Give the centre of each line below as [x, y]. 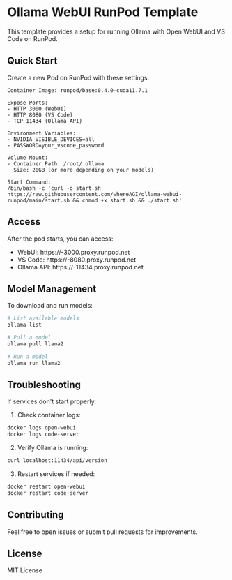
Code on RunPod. [32, 38]
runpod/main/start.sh [39, 200]
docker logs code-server [43, 434]
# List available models [43, 318]
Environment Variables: [42, 133]
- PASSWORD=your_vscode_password [56, 145]
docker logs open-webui [42, 428]
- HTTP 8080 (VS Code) [40, 115]
